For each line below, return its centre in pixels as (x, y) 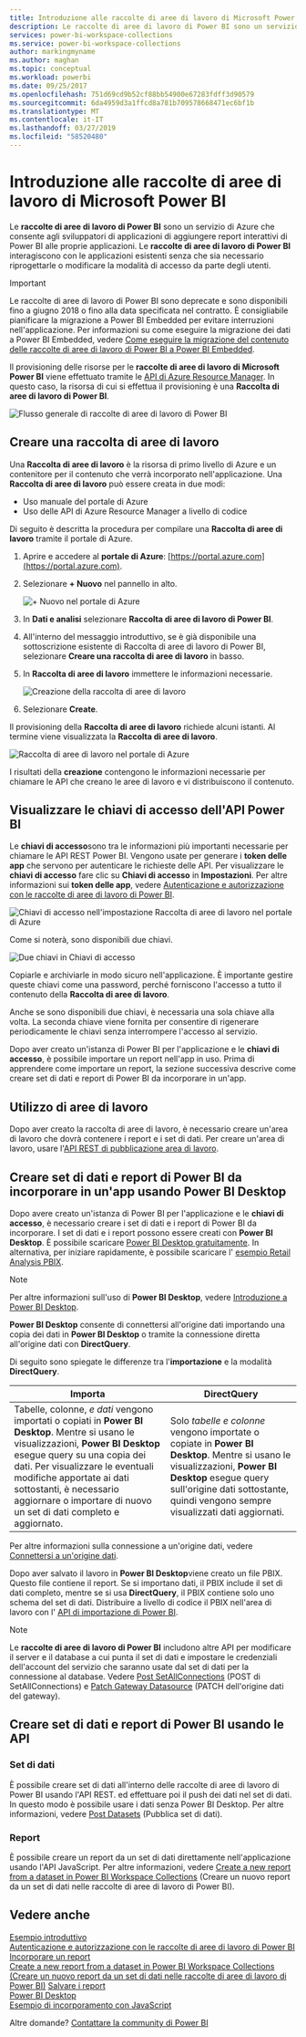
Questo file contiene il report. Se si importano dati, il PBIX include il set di (146, 1583)
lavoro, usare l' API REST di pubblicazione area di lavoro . (114, 1149)
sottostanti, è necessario (67, 1489)
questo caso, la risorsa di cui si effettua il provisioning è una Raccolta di (144, 386)
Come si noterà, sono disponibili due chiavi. (91, 940)
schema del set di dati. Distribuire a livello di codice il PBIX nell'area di (141, 1603)
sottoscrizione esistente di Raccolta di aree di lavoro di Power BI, (144, 646)
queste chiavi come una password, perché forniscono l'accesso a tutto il (146, 985)
